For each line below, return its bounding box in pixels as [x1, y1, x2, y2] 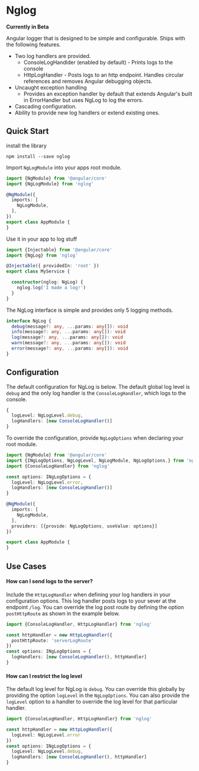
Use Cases [6, 561, 47, 571]
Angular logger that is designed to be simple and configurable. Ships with [6, 34, 185, 41]
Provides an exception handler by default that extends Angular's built [23, 90, 192, 97]
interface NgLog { [6, 318, 52, 324]
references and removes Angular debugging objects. [23, 78, 153, 85]
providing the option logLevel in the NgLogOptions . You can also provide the [6, 692, 190, 699]
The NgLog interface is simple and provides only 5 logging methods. [6, 306, 174, 313]
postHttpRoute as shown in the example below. [6, 610, 120, 617]
